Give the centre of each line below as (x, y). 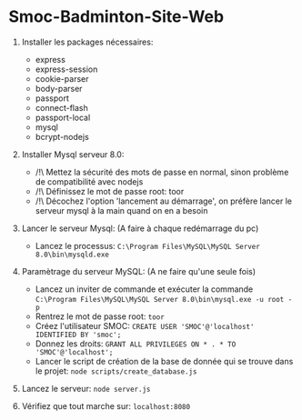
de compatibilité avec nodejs (89, 181)
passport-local (63, 117)
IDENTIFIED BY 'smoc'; (78, 335)
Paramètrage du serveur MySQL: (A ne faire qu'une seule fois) (139, 271)
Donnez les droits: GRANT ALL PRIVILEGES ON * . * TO (136, 344)
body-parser (59, 88)
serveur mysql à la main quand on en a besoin (121, 210)
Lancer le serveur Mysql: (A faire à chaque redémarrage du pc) (140, 228)
